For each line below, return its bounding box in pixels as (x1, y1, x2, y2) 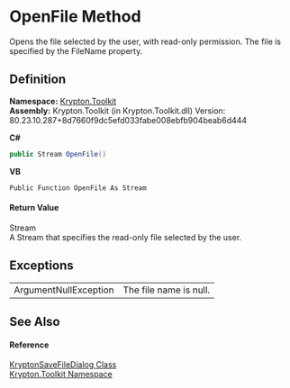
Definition (9, 72, 66, 87)
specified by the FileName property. (9, 45, 143, 56)
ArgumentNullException (14, 284, 114, 296)
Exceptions (9, 258, 74, 274)
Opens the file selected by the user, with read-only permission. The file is (9, 36, 282, 47)
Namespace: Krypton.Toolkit (9, 95, 117, 106)
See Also (9, 314, 60, 329)
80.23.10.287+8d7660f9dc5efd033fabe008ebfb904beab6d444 (9, 114, 248, 125)
